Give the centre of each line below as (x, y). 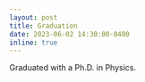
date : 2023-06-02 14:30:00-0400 (69, 34)
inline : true (34, 42)
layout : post (34, 17)
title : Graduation (43, 26)
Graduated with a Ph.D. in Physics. (73, 68)
